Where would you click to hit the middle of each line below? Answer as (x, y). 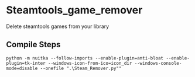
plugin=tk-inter (26, 63)
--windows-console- (158, 63)
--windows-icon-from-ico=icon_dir (90, 63)
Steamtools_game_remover (74, 10)
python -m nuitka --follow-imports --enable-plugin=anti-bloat (85, 58)
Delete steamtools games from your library (58, 26)
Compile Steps (33, 45)
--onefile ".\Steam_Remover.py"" (81, 68)
